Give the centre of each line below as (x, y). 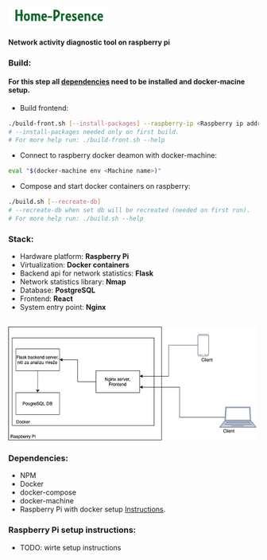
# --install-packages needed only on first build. (94, 132)
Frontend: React (46, 299)
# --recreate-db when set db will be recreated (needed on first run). (129, 210)
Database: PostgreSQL (58, 290)
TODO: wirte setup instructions (70, 547)
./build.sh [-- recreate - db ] (55, 202)
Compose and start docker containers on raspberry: (105, 186)
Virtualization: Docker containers (74, 265)
